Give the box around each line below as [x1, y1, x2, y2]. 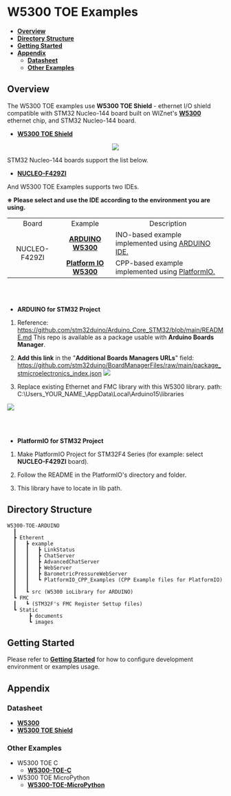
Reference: [16, 318, 49, 327]
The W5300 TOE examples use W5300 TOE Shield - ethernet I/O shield [7, 101, 211, 110]
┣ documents [28, 612, 63, 619]
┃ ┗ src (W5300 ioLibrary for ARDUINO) [13, 588, 134, 595]
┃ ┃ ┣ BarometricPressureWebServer [13, 570, 128, 577]
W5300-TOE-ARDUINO [7, 522, 60, 529]
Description [148, 218, 187, 228]
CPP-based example [115, 258, 184, 268]
